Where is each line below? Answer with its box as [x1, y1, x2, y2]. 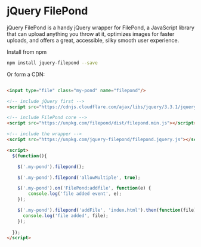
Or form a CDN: [7, 71, 45, 78]
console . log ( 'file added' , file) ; [22, 212, 109, 219]
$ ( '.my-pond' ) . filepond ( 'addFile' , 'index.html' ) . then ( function [17, 208, 181, 214]
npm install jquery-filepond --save [7, 60, 98, 66]
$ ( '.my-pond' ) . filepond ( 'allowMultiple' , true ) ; [17, 175, 141, 181]
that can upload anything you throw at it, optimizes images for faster [7, 30, 175, 37]
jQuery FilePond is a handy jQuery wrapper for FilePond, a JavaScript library [7, 24, 194, 31]
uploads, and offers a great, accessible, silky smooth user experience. [7, 36, 180, 44]
